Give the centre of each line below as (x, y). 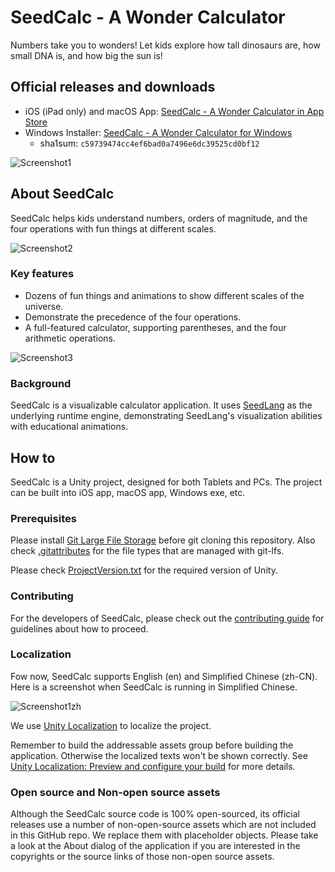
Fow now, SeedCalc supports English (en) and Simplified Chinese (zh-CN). (164, 676)
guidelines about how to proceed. (79, 628)
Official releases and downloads (113, 87)
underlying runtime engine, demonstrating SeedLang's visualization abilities (166, 416)
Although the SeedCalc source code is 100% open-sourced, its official (155, 814)
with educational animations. (69, 427)
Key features (42, 274)
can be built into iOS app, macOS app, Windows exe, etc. (128, 492)
